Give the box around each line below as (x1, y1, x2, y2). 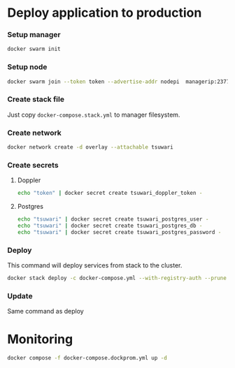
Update (7, 291, 33, 301)
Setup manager (7, 30, 61, 40)
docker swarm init (7, 45, 61, 53)
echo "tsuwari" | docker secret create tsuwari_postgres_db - (17, 222, 203, 230)
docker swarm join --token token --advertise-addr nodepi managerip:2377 (7, 78, 230, 85)
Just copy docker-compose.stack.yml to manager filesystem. (7, 110, 180, 119)
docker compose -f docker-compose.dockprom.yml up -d (7, 355, 168, 362)
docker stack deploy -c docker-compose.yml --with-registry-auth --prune (7, 274, 227, 282)
